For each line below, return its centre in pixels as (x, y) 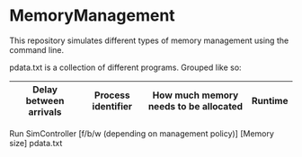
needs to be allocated (195, 106)
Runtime (270, 100)
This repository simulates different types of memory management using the (149, 40)
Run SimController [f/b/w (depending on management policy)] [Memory (142, 133)
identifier (112, 106)
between (45, 100)
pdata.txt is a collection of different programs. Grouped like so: (125, 67)
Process (112, 95)
